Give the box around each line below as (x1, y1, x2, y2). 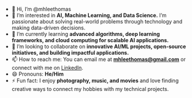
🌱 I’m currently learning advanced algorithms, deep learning (11, 31, 160, 38)
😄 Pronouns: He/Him (11, 70, 64, 77)
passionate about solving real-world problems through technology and (11, 18, 183, 25)
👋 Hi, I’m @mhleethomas (11, 6, 72, 12)
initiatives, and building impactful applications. (11, 49, 129, 56)
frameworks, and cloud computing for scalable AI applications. (11, 37, 169, 43)
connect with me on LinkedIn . (11, 65, 83, 71)
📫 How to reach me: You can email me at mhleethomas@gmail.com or (11, 56, 186, 63)
